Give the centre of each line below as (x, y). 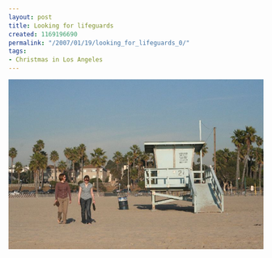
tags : (17, 51)
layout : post (30, 17)
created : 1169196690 (43, 34)
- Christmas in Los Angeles (56, 60)
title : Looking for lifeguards (61, 25)
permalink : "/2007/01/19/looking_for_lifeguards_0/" (99, 43)
